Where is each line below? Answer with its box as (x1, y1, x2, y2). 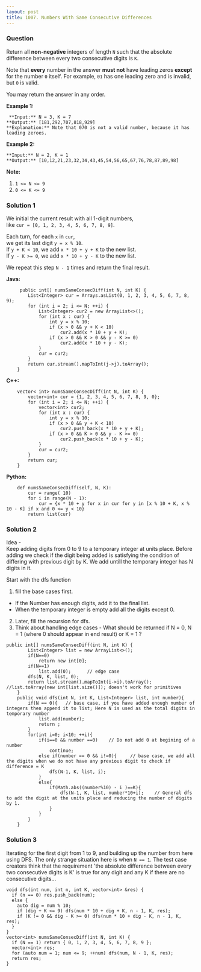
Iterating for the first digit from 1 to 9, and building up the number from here (6, 849, 193, 857)
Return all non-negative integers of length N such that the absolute (6, 48, 173, 55)
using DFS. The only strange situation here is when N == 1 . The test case (6, 856, 187, 863)
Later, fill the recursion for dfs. (14, 618, 90, 625)
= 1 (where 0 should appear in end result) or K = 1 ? (14, 631, 142, 638)
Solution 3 (6, 836, 37, 844)
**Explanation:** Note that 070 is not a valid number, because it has (6, 124, 190, 130)
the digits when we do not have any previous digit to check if (6, 758, 171, 764)
